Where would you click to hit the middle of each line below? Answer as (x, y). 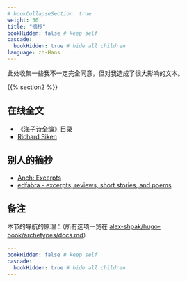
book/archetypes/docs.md (45, 235)
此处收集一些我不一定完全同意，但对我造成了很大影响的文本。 (96, 73)
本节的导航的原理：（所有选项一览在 (57, 226)
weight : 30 (23, 20)
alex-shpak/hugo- (135, 226)
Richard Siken (37, 136)
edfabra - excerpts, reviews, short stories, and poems (94, 185)
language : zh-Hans (34, 53)
